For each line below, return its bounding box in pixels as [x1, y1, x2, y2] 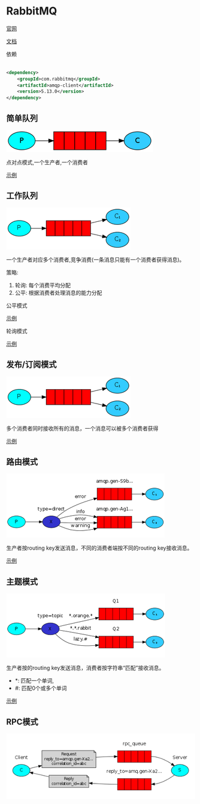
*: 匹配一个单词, [14, 677, 54, 684]
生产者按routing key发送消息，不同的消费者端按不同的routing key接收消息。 [6, 544, 193, 551]
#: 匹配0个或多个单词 [14, 684, 67, 692]
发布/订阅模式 [6, 360, 57, 370]
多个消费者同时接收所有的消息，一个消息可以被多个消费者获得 [6, 425, 159, 432]
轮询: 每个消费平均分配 [14, 281, 71, 289]
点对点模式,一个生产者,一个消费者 [6, 159, 89, 166]
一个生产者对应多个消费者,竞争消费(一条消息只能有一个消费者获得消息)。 [6, 256, 185, 263]
